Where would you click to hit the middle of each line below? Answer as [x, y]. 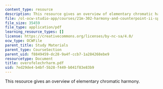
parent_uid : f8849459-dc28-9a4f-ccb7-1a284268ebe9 [57, 54]
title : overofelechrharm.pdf [34, 63]
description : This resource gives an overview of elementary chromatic [79, 14]
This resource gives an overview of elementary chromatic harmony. [73, 81]
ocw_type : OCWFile [24, 41]
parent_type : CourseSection [33, 50]
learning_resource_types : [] [34, 32]
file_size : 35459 [23, 23]
